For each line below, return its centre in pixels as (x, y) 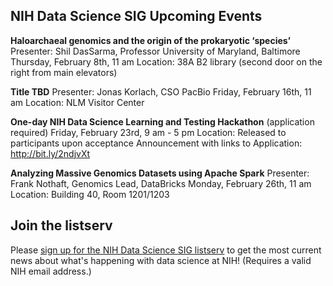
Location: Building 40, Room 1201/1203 (90, 194)
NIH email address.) (51, 271)
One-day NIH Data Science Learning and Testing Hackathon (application (162, 121)
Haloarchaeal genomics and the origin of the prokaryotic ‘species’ (151, 40)
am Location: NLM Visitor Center (77, 102)
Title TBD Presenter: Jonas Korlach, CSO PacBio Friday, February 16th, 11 (161, 91)
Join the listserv (61, 225)
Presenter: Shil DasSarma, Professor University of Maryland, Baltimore (155, 51)
